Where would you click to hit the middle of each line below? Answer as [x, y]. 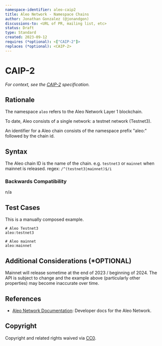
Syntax [16, 152]
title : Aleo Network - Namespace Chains [47, 14]
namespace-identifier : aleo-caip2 [41, 10]
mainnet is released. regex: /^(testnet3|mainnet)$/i [59, 169]
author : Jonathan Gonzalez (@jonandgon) [47, 19]
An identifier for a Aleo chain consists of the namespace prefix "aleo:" [76, 131]
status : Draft [20, 28]
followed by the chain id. [30, 136]
